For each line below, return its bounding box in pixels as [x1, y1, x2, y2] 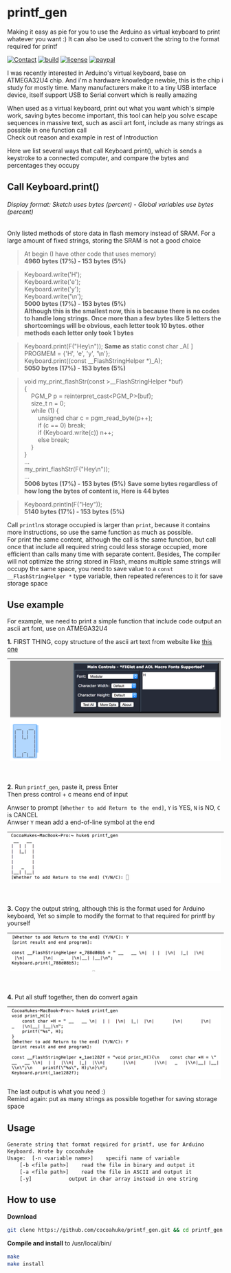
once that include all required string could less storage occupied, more [7, 542, 208, 551]
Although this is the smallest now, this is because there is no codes [23, 307, 220, 315]
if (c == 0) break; [37, 421, 86, 429]
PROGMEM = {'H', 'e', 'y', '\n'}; [23, 349, 111, 357]
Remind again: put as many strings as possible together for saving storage [7, 1095, 218, 1103]
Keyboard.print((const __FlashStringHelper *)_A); [23, 356, 163, 365]
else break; [37, 435, 70, 444]
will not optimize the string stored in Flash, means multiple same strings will [7, 557, 221, 565]
